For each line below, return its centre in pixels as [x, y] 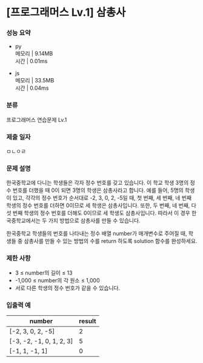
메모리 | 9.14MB [34, 54]
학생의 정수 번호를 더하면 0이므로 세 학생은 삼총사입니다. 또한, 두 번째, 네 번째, [98, 205]
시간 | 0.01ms [31, 61]
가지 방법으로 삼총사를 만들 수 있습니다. [94, 221]
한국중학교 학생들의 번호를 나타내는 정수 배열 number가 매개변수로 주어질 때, [97, 233]
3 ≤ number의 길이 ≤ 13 [44, 273]
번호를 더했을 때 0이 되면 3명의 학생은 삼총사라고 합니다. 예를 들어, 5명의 [98, 190]
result [87, 321]
